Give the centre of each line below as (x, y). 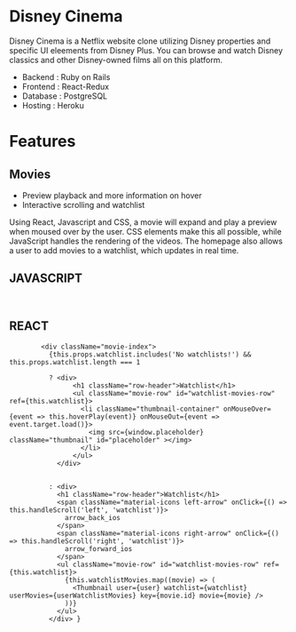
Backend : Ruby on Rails (66, 76)
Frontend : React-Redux (65, 86)
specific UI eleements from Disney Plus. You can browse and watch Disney (146, 50)
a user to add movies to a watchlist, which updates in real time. (124, 250)
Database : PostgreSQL (65, 96)
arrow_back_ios (93, 517)
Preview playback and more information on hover (112, 195)
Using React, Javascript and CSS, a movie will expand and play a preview (143, 222)
